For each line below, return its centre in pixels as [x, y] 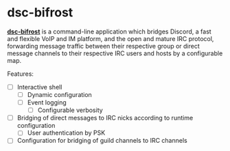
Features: [21, 74]
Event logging [47, 102]
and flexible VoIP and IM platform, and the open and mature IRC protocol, [111, 38]
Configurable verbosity [70, 110]
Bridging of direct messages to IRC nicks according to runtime [105, 118]
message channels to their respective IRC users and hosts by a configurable [115, 53]
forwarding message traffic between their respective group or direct [104, 46]
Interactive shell [39, 87]
